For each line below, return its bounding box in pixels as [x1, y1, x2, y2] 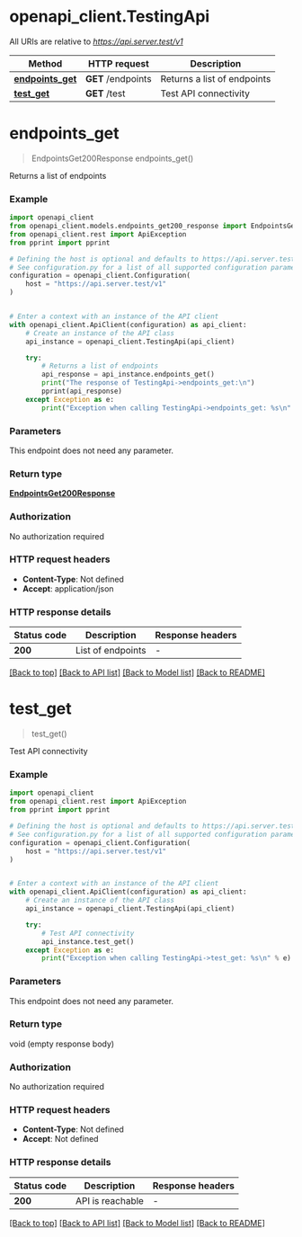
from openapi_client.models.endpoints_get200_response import [9, 222, 247, 231]
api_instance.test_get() [41, 937, 135, 946]
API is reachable [75, 1194, 144, 1206]
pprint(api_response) [41, 387, 123, 396]
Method [28, 57, 63, 69]
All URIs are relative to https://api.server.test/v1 [9, 36, 184, 47]
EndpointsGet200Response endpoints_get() [31, 153, 194, 164]
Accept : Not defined [22, 1134, 99, 1144]
